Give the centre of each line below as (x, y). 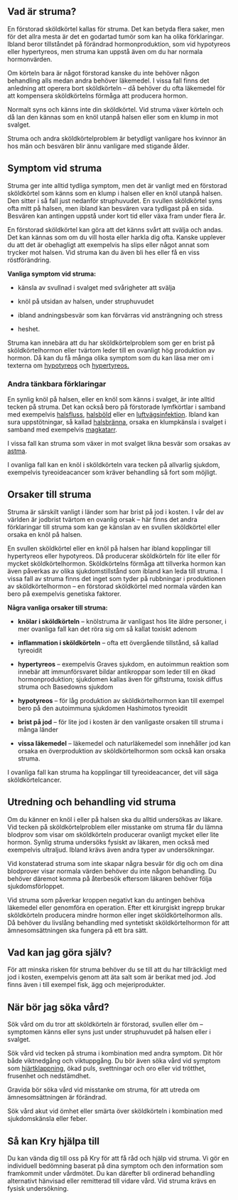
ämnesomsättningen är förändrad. (57, 1097)
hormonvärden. (30, 59)
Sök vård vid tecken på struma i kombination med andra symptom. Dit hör (115, 1053)
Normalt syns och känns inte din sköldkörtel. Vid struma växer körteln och (115, 109)
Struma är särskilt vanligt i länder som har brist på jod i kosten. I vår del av (115, 511)
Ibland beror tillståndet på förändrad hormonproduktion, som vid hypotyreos (119, 44)
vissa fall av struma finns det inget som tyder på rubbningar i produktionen (117, 578)
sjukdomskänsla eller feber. (47, 1119)
